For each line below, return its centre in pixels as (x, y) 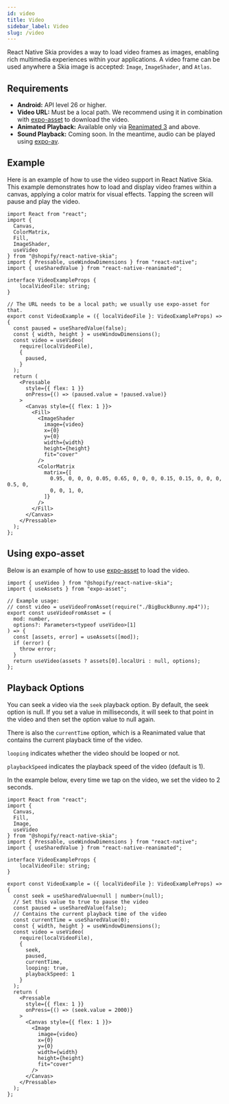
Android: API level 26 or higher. (62, 105)
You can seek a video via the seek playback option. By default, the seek (108, 704)
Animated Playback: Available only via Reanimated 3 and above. (108, 127)
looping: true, (47, 968)
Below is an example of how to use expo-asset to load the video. (98, 570)
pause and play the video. (44, 201)
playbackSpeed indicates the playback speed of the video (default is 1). (106, 766)
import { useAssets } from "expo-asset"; (67, 589)
